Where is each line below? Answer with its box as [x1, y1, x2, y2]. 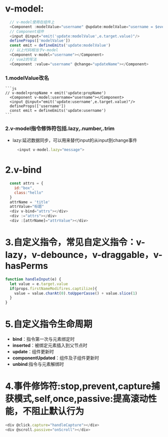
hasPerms [5, 260, 48, 271]
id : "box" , [14, 185, 35, 191]
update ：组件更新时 [12, 349, 54, 355]
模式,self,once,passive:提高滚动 [14, 393, 148, 404]
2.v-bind [5, 164, 42, 176]
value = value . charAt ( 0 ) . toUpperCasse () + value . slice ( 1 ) [14, 290, 137, 296]
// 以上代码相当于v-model [9, 48, 58, 53]
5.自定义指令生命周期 [5, 319, 92, 330]
